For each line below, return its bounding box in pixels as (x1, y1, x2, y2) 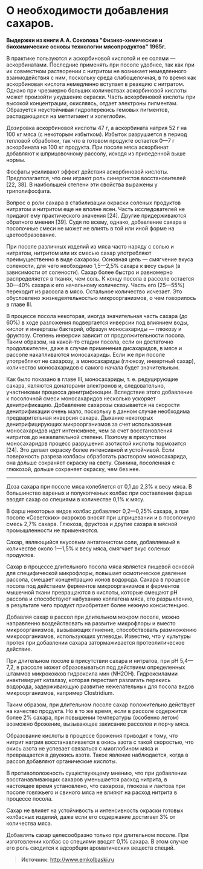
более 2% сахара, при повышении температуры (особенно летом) (6, 714, 179, 721)
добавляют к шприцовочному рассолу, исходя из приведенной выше (6, 149, 186, 157)
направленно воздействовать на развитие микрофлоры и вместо (6, 619, 176, 627)
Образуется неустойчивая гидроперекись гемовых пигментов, (6, 106, 170, 113)
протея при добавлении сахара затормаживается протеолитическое (6, 639, 185, 646)
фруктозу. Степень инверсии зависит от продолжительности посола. (6, 331, 185, 339)
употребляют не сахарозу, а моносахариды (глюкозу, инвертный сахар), (6, 357, 196, 365)
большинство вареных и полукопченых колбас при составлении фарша (6, 489, 192, 496)
